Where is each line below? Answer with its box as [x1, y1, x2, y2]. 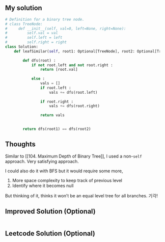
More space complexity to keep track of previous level [12, 177, 123, 183]
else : [31, 76, 45, 81]
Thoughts [5, 140, 36, 149]
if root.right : [40, 99, 74, 104]
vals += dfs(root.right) [49, 104, 100, 108]
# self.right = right [5, 40, 67, 45]
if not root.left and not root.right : [31, 62, 113, 68]
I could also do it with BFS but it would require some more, [5, 168, 123, 174]
